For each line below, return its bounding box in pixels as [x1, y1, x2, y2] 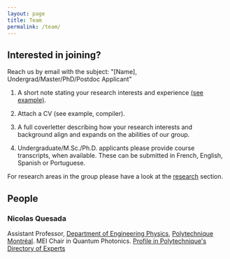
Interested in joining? [7, 49, 101, 61]
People [7, 193, 38, 205]
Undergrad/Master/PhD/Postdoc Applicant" [7, 75, 132, 84]
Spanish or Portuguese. [17, 158, 86, 168]
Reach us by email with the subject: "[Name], [7, 68, 138, 76]
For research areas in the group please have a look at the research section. [7, 172, 224, 181]
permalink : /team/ [7, 23, 61, 30]
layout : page [7, 10, 45, 17]
